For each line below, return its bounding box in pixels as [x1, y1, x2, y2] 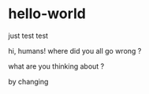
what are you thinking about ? [8, 61, 105, 71]
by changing [8, 77, 49, 86]
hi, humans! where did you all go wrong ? [8, 46, 142, 55]
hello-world [8, 5, 87, 23]
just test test [8, 31, 49, 40]
